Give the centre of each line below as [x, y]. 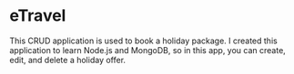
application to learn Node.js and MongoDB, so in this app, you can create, [148, 50]
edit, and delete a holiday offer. [67, 60]
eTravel [38, 16]
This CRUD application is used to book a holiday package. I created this [143, 41]
